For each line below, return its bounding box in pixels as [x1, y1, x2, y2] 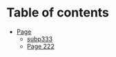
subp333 [26, 34, 53, 43]
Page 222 [26, 42, 55, 50]
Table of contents [6, 5, 110, 21]
